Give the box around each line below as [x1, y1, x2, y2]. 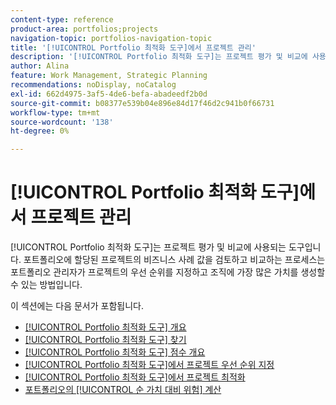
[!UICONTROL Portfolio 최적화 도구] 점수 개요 [24, 346, 206, 358]
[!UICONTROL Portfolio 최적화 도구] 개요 [24, 321, 187, 333]
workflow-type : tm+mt [10, 107, 101, 118]
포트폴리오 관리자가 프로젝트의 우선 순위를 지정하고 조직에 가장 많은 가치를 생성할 [10, 266, 326, 278]
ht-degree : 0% [10, 126, 70, 136]
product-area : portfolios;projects [10, 24, 159, 34]
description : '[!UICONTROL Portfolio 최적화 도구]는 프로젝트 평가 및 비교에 [10, 52, 308, 62]
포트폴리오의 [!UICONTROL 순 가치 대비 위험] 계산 [24, 384, 222, 396]
